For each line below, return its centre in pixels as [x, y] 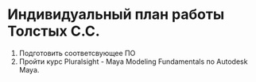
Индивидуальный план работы [116, 15]
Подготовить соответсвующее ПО [77, 53]
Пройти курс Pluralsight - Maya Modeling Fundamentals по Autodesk [133, 61]
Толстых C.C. [54, 31]
